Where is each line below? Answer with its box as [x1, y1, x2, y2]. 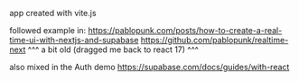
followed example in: [9, 25, 87, 35]
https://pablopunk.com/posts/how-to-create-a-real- [88, 25, 283, 35]
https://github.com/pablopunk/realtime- [140, 35, 289, 45]
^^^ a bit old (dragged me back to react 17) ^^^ [27, 44, 199, 55]
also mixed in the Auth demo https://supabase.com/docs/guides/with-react [9, 62, 290, 72]
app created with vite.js [9, 8, 97, 18]
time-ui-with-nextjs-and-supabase [9, 35, 139, 45]
